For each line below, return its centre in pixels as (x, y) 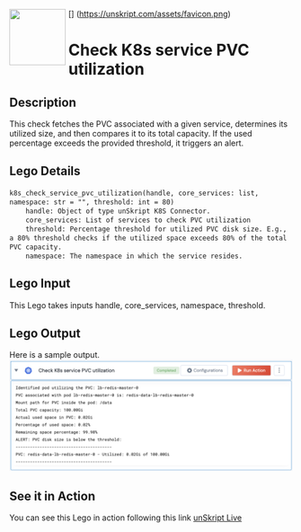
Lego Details (45, 171)
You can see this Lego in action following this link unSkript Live (126, 518)
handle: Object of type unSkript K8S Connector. (118, 211)
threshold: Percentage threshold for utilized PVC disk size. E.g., (156, 229)
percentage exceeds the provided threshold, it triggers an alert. (127, 143)
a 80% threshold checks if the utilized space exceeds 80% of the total (148, 238)
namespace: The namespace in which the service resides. (134, 256)
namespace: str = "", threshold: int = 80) (92, 202)
